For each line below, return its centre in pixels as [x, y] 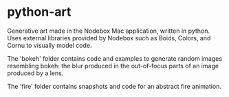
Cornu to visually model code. [50, 45]
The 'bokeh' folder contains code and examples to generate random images [115, 58]
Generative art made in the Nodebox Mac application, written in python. [108, 31]
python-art [39, 12]
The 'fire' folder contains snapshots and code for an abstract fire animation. [115, 86]
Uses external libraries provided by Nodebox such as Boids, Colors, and [109, 38]
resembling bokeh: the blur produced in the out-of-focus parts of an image [113, 66]
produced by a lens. [35, 73]
